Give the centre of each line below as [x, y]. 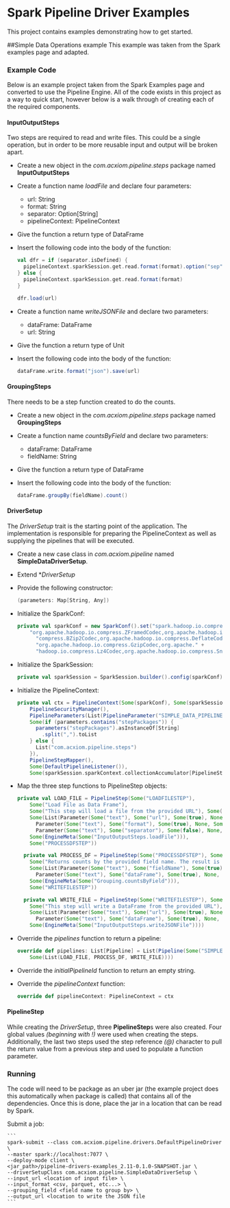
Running [22, 1074]
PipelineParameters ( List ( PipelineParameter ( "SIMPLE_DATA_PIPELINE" [128, 715]
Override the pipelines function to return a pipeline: [89, 939]
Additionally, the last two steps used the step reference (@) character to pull [115, 1041]
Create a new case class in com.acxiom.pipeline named [95, 554]
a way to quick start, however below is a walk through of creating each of [111, 99]
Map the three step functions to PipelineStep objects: [92, 786]
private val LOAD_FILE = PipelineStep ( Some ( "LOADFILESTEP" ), [106, 799]
